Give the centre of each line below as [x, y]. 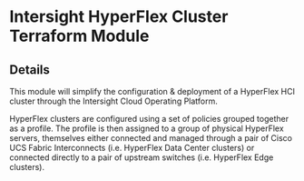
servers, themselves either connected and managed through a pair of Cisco [151, 138]
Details [29, 70]
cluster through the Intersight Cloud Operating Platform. [113, 101]
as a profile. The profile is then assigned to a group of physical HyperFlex [147, 128]
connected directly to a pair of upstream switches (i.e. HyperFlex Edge [142, 157]
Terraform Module [79, 36]
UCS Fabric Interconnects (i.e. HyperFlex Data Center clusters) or [132, 148]
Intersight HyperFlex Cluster [119, 17]
